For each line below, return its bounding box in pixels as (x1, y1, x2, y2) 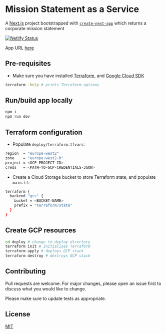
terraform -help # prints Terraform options (5, 82, 99, 87)
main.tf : (12, 179, 30, 185)
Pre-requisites (5, 59, 51, 68)
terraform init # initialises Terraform (5, 244, 91, 249)
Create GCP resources (5, 226, 76, 235)
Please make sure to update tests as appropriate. (5, 295, 106, 301)
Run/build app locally (5, 96, 73, 105)
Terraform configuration (5, 128, 82, 136)
